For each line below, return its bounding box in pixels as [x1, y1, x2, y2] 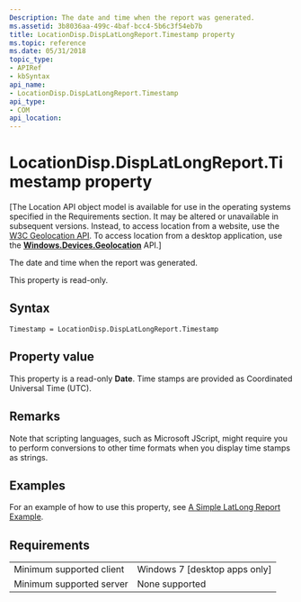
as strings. [9, 451, 49, 462]
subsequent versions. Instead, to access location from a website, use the [9, 221, 280, 232]
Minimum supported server [13, 578, 128, 590]
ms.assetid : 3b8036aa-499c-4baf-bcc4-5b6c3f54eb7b [9, 22, 203, 31]
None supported [137, 578, 207, 590]
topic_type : [9, 55, 54, 64]
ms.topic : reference [9, 38, 87, 48]
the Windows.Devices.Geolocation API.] [9, 240, 162, 251]
